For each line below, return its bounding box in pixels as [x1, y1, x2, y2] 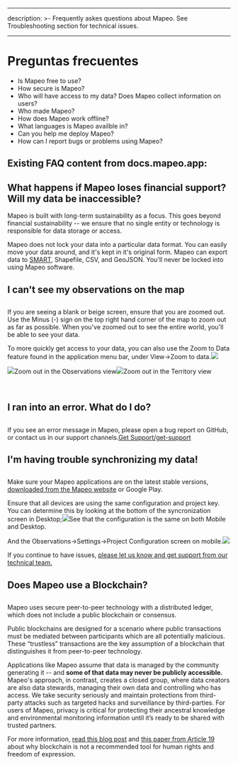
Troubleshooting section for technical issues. [7, 22, 139, 30]
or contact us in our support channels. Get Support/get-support [7, 433, 191, 441]
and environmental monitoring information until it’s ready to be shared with [7, 714, 225, 722]
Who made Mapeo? [17, 106, 75, 115]
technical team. [7, 558, 52, 567]
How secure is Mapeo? [17, 84, 85, 92]
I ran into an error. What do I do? [7, 402, 151, 414]
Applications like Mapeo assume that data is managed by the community [7, 661, 220, 669]
